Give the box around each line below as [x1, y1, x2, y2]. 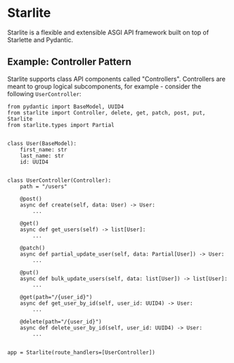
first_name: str [20, 146, 68, 153]
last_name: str [20, 152, 65, 159]
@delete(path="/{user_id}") [20, 318, 102, 325]
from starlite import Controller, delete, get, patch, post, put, [7, 109, 206, 117]
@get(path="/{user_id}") [20, 293, 93, 301]
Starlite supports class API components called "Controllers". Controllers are [7, 74, 226, 83]
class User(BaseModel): [7, 140, 77, 147]
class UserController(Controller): [7, 177, 112, 184]
